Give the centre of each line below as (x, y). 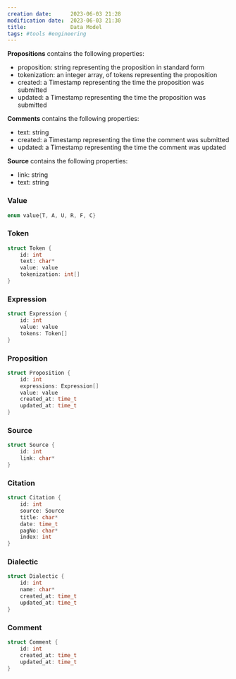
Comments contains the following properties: (73, 119)
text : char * (37, 261)
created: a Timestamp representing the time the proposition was (111, 83)
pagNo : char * (39, 530)
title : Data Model (55, 27)
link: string (33, 175)
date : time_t (39, 524)
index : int (36, 537)
